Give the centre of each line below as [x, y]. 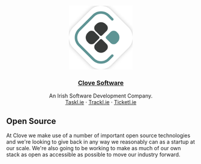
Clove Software [101, 83]
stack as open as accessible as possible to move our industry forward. [93, 154]
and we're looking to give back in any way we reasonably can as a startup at [100, 142]
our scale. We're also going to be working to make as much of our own [94, 148]
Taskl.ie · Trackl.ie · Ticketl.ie [101, 102]
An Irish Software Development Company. [101, 96]
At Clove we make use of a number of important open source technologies [98, 136]
